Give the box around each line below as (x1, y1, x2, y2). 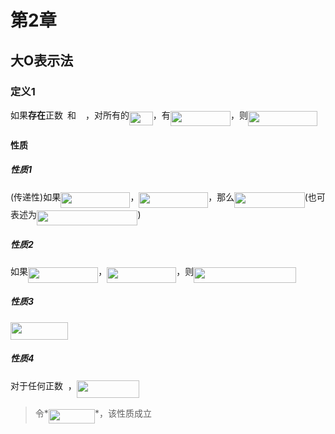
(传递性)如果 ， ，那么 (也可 (10, 191, 326, 203)
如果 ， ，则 (10, 266, 195, 278)
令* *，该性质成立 (34, 407, 152, 419)
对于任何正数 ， (10, 379, 77, 391)
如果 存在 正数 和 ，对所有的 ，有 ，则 (10, 109, 248, 121)
